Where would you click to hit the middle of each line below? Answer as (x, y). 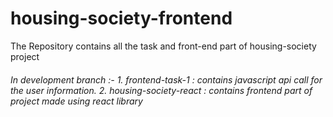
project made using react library (76, 101)
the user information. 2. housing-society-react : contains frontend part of (161, 90)
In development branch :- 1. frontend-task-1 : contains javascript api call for (166, 79)
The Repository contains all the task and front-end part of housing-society (163, 46)
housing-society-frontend (121, 18)
